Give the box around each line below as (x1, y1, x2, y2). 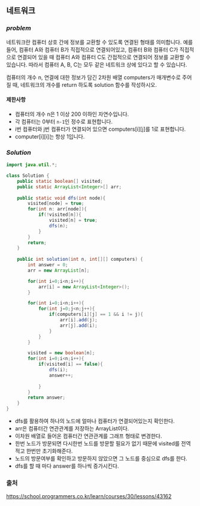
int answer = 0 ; (28, 262, 68, 268)
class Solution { (6, 173, 50, 179)
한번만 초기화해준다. (26, 447, 73, 454)
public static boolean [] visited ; (17, 178, 103, 184)
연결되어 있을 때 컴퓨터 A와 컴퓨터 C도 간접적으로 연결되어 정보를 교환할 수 (17, 53, 191, 61)
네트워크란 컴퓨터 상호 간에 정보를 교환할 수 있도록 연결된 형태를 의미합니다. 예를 (6, 38, 193, 46)
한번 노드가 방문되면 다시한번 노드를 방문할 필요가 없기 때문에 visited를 (14, 440, 180, 447)
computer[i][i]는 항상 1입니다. (14, 132, 85, 140)
